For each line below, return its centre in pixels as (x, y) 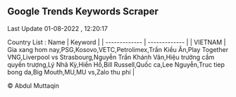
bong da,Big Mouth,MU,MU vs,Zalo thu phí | (71, 72)
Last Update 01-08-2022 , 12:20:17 (57, 28)
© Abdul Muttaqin (33, 85)
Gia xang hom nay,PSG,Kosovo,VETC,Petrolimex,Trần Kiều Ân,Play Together (118, 49)
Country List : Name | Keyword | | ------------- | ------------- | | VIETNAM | (117, 42)
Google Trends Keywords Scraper (83, 12)
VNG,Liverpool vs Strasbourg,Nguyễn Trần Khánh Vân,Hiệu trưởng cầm (111, 57)
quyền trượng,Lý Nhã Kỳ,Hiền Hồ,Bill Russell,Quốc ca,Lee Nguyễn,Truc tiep (116, 64)
